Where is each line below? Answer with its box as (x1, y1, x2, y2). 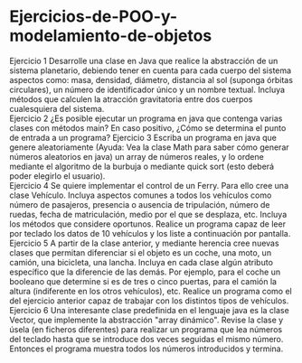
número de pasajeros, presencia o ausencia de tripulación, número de (9, 199, 270, 209)
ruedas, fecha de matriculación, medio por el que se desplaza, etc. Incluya (9, 209, 288, 219)
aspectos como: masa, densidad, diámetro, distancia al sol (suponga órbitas (9, 74, 294, 85)
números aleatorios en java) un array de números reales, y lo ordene (9, 151, 264, 162)
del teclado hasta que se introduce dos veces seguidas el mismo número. (9, 333, 284, 344)
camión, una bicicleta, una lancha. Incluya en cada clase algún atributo (9, 256, 274, 267)
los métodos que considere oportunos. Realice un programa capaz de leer (9, 219, 287, 229)
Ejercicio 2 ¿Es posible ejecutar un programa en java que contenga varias (9, 113, 283, 124)
